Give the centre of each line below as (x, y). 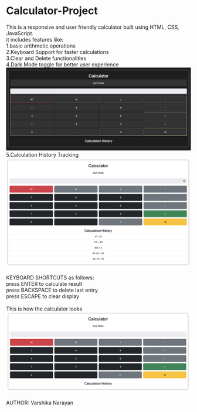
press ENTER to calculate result (44, 284)
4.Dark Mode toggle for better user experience (62, 64)
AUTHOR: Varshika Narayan (40, 403)
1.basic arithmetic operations (41, 46)
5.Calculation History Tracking (43, 154)
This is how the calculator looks (44, 309)
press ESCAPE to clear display (43, 296)
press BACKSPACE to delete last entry (52, 290)
